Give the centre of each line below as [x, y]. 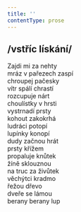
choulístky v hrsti [32, 104]
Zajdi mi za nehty [32, 66]
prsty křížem [26, 148]
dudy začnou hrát [33, 141]
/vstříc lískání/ [40, 49]
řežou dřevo [25, 186]
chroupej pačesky [33, 81]
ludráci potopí [27, 126]
